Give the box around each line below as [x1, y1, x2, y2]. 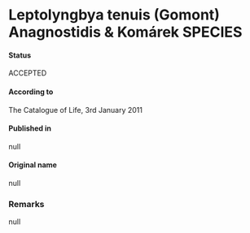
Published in [8, 123, 51, 133]
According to [8, 87, 54, 97]
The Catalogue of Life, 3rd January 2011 [8, 105, 143, 114]
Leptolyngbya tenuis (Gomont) [8, 6, 220, 24]
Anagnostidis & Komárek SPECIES [8, 23, 243, 41]
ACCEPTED [8, 68, 47, 78]
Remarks [8, 198, 45, 209]
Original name [8, 160, 57, 170]
